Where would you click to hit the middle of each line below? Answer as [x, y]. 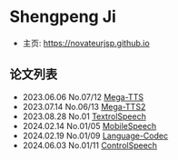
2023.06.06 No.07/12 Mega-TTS [83, 96]
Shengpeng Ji [63, 17]
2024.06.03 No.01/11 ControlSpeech [89, 145]
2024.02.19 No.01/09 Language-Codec [95, 135]
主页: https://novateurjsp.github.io [86, 43]
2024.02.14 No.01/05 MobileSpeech [89, 125]
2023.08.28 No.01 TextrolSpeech [84, 116]
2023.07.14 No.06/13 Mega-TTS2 [84, 106]
